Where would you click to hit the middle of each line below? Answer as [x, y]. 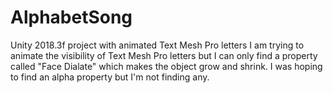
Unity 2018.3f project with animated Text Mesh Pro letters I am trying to [157, 45]
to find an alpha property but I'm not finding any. [110, 77]
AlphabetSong [71, 17]
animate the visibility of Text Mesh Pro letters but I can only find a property [164, 55]
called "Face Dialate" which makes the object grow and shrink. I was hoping [166, 66]
